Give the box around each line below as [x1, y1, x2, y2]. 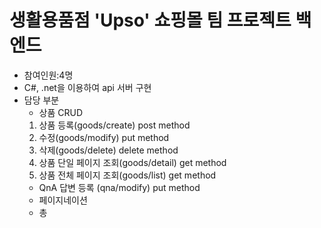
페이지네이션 [38, 194, 88, 206]
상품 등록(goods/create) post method [38, 119, 191, 131]
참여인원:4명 [23, 69, 74, 81]
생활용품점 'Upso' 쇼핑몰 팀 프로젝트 [9, 9, 292, 32]
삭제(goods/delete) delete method [38, 144, 179, 156]
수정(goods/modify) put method [38, 131, 170, 143]
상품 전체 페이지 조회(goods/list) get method [38, 169, 217, 181]
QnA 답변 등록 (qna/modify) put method [38, 181, 201, 193]
